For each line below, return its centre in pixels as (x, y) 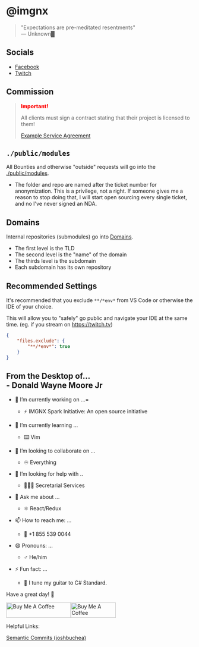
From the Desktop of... (48, 376)
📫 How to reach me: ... (43, 520)
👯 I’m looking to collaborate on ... (55, 451)
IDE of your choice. (30, 307)
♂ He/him (35, 557)
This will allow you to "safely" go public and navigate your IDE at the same (97, 318)
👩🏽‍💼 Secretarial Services (54, 485)
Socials (20, 53)
